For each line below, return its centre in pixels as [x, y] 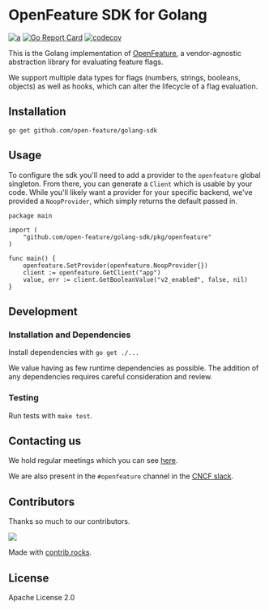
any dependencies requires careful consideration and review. [111, 377]
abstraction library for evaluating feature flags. [86, 62]
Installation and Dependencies [70, 335]
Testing [23, 398]
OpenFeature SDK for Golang [108, 15]
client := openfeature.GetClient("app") [92, 273]
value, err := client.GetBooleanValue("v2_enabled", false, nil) [136, 279]
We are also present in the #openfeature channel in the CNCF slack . [121, 476]
